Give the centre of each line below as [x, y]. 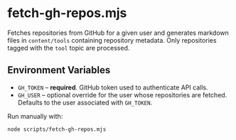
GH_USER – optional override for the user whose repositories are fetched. [122, 95]
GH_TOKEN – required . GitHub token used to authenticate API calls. [113, 87]
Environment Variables [59, 70]
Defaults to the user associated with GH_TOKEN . [85, 102]
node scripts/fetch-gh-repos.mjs [57, 129]
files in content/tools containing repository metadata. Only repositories [112, 40]
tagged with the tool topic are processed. [69, 48]
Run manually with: [35, 116]
